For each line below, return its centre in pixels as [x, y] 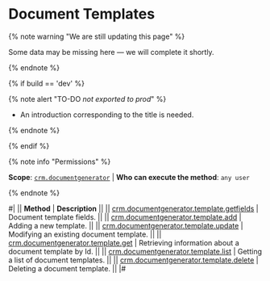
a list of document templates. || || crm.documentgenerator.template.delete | [134, 260]
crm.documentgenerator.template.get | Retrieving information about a [124, 242]
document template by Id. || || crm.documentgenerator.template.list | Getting [135, 251]
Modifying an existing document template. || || [85, 234]
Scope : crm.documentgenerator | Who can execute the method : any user [129, 177]
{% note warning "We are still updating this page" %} [97, 36]
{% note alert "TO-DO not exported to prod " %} [87, 99]
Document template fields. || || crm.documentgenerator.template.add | [125, 217]
